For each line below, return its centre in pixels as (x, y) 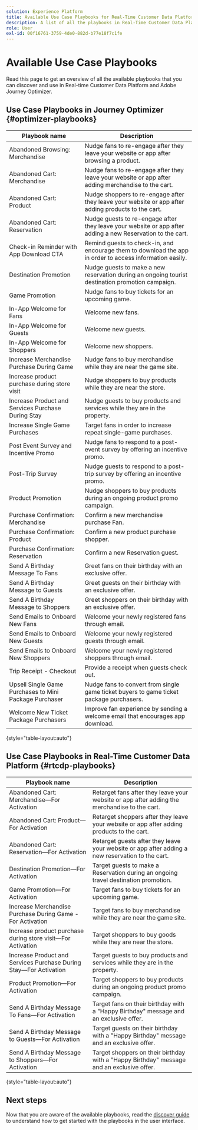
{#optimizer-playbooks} (52, 119)
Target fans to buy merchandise (136, 910)
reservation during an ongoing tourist (136, 275)
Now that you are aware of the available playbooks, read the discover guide (98, 1114)
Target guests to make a (126, 865)
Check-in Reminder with (43, 246)
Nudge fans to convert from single (132, 684)
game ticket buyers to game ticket (131, 691)
